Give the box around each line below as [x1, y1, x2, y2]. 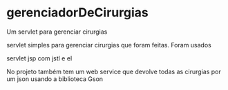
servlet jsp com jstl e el [6, 54, 73, 63]
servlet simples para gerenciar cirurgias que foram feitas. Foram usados [6, 41, 211, 49]
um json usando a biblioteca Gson [6, 74, 104, 83]
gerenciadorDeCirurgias [6, 5, 149, 21]
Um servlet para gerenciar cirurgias [6, 27, 108, 36]
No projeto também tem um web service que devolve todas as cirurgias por [6, 67, 222, 76]
